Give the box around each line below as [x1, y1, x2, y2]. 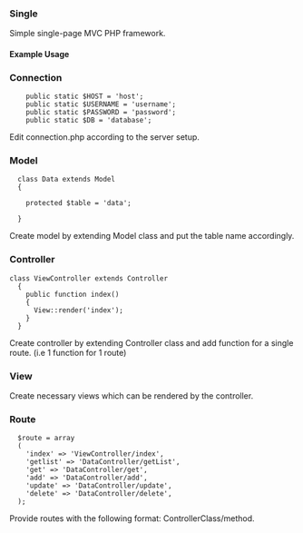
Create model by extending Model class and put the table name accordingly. [9, 231, 295, 242]
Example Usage [9, 48, 70, 59]
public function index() [25, 290, 120, 299]
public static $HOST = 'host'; [25, 92, 144, 102]
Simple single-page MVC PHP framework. [9, 28, 166, 39]
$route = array [17, 434, 75, 443]
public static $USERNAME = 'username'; [25, 100, 177, 109]
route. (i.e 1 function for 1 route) [9, 347, 127, 358]
